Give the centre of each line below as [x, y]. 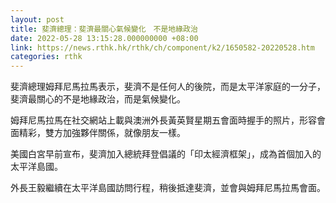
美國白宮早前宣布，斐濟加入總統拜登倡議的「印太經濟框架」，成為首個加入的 [166, 154]
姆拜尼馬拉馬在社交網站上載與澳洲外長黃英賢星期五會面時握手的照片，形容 [163, 120]
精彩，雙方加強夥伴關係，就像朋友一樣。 [102, 133]
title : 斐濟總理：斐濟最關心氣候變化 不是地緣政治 [104, 29]
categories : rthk [46, 57]
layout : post [37, 19]
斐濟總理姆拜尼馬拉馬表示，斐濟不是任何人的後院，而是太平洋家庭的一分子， [168, 87]
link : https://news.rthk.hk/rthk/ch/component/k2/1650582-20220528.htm [162, 47]
